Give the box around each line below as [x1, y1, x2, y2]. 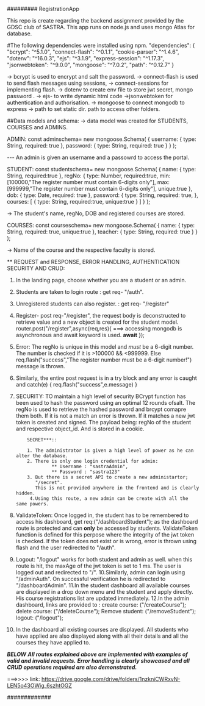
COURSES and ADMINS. [7, 124, 68, 130]
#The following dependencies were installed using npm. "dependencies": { [7, 42, 195, 49]
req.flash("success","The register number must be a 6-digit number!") [15, 356, 192, 363]
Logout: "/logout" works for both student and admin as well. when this [15, 556, 193, 563]
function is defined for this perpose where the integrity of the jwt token [15, 531, 195, 538]
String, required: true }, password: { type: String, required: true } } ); [7, 142, 177, 149]
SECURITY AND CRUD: [7, 265, 65, 272]
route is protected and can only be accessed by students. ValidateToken [15, 524, 198, 532]
